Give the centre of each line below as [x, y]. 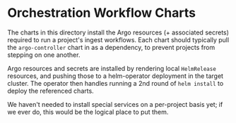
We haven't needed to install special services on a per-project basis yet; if [115, 104]
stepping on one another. [44, 55]
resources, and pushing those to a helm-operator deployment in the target [116, 76]
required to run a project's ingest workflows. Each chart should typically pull [118, 39]
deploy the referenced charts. [51, 91]
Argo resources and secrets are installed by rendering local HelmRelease [112, 68]
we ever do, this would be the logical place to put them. [88, 112]
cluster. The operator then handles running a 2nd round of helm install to [116, 83]
